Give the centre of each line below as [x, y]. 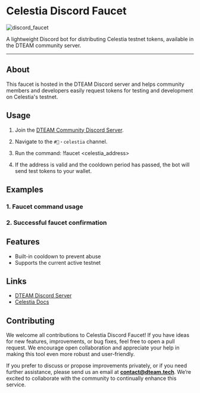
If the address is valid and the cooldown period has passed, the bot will [102, 165]
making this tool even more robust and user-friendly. [71, 354]
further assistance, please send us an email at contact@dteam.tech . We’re [99, 372]
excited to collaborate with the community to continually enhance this [91, 378]
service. [16, 385]
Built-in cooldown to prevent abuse [58, 256]
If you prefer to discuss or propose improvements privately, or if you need [97, 366]
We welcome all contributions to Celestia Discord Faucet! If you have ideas [98, 335]
